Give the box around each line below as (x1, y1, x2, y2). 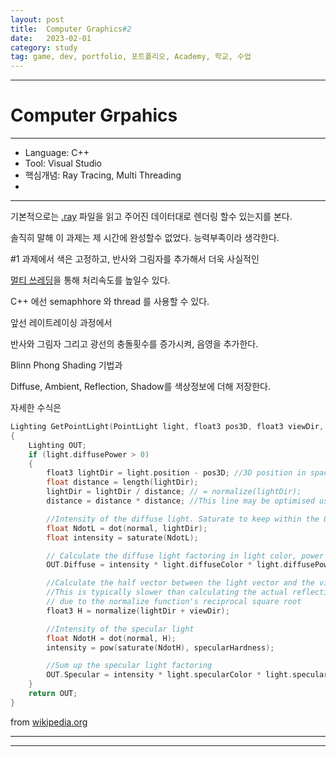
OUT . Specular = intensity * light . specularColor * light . (46, 670, 293, 680)
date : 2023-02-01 (10, 33, 92, 43)
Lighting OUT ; (28, 440, 87, 450)
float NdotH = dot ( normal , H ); (46, 633, 177, 643)
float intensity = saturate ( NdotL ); (46, 532, 199, 543)
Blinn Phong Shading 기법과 (10, 359, 123, 371)
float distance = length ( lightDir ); (46, 477, 199, 488)
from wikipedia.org (10, 716, 88, 728)
